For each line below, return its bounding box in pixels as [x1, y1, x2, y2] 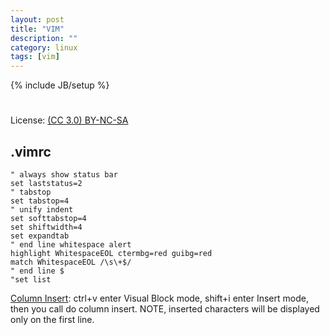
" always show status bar [10, 170, 118, 180]
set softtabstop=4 [10, 214, 87, 224]
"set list [10, 275, 52, 285]
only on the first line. [10, 314, 95, 326]
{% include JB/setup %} [10, 79, 110, 91]
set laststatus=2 [10, 179, 83, 189]
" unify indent [10, 205, 74, 215]
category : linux [10, 42, 78, 53]
